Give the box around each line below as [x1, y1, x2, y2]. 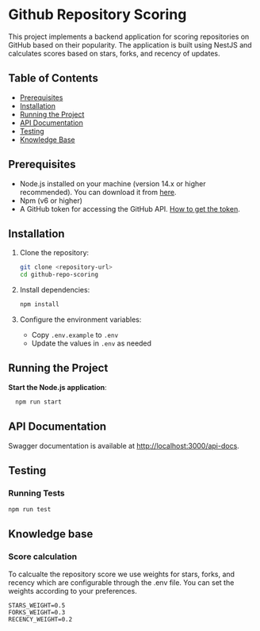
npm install [19, 300, 59, 308]
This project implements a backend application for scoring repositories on [8, 32, 250, 41]
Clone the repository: [19, 248, 90, 258]
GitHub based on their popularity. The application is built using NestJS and [8, 40, 252, 49]
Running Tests [8, 488, 65, 499]
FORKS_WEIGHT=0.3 [8, 608, 66, 616]
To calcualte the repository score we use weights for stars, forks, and [8, 569, 235, 579]
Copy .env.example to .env [31, 331, 119, 339]
